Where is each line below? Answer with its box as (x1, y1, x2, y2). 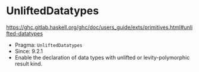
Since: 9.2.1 (14, 47, 43, 54)
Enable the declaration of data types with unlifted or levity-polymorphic (14, 54, 190, 61)
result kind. (14, 60, 43, 67)
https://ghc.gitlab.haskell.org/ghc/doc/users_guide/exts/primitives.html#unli (6, 24, 193, 31)
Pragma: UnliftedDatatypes (14, 41, 83, 48)
